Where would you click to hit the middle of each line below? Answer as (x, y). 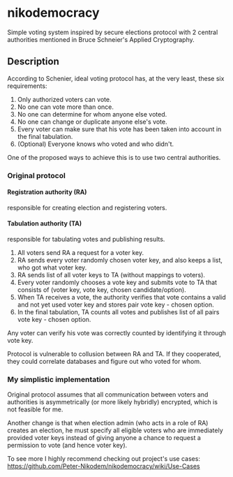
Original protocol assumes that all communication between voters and (108, 395)
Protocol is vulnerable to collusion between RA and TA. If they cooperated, (114, 354)
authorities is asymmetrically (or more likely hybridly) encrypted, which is (113, 402)
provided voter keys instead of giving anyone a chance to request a (104, 438)
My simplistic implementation (59, 380)
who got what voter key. (52, 267)
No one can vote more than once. (65, 107)
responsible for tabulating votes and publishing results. (86, 240)
